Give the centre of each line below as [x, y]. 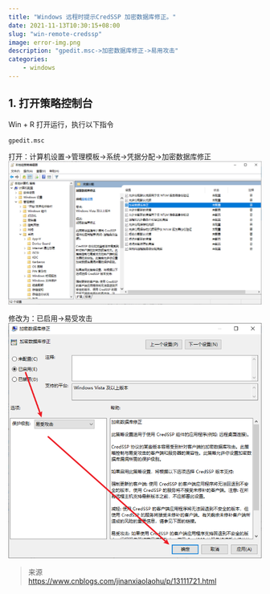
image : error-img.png [45, 43]
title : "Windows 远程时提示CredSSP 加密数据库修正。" [92, 17]
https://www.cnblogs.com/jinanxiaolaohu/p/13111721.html [122, 581]
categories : [28, 59]
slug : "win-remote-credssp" [55, 34]
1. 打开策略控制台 [51, 103]
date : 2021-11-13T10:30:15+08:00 [64, 25]
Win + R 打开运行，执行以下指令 [61, 124]
